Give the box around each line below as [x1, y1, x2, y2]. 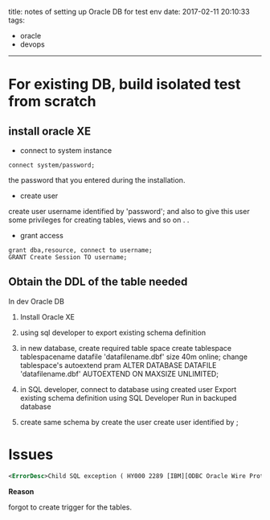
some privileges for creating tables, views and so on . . [8, 215, 190, 225]
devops [19, 39, 46, 49]
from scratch [8, 93, 96, 111]
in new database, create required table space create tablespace [19, 343, 232, 353]
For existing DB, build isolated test [8, 76, 241, 93]
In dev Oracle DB [8, 296, 64, 306]
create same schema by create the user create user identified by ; [19, 417, 239, 427]
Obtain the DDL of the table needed [8, 275, 188, 289]
